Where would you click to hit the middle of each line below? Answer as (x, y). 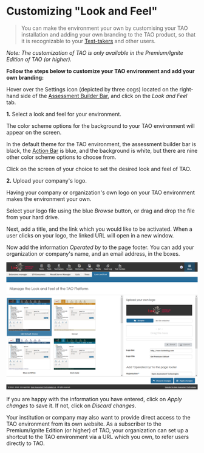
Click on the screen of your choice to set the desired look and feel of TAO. (99, 169)
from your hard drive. (33, 217)
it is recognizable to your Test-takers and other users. (88, 41)
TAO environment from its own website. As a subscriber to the (84, 424)
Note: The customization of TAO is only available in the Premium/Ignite (95, 52)
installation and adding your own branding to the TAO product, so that (108, 34)
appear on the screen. (34, 132)
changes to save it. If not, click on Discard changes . (71, 406)
